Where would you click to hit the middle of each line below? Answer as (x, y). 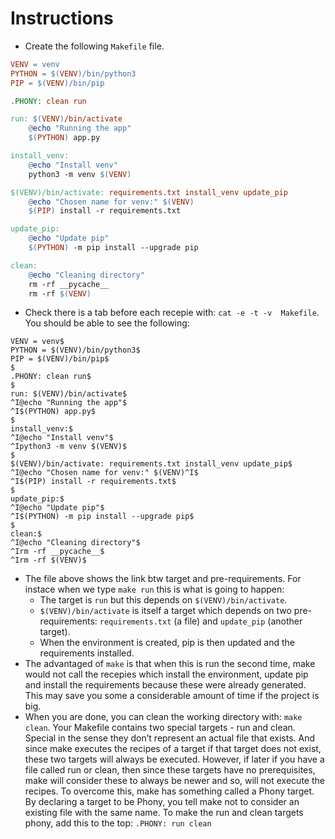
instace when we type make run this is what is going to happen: (154, 589)
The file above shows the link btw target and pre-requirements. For (163, 579)
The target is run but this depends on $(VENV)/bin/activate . (163, 600)
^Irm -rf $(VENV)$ (48, 560)
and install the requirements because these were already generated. (165, 685)
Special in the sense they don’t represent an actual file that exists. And (170, 738)
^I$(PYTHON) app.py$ (53, 412)
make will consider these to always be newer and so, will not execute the (174, 781)
